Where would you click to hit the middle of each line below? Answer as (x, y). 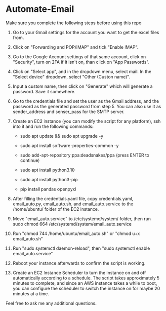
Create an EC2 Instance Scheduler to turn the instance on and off (79, 272)
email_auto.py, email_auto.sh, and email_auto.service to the (73, 204)
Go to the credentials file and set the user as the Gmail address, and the (86, 101)
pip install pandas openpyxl (48, 189)
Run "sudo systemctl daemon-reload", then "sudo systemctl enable (81, 248)
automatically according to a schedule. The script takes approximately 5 (86, 278)
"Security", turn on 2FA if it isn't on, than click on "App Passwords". (81, 62)
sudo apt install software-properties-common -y (69, 145)
